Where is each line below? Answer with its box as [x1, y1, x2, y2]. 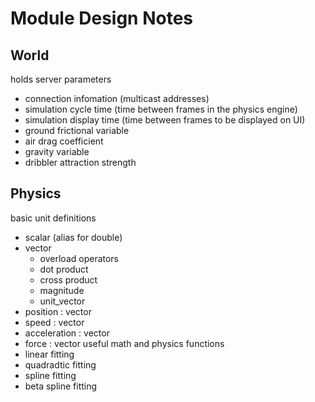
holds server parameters [10, 73, 112, 85]
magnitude [39, 284, 85, 296]
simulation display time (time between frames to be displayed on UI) [24, 114, 306, 126]
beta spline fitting [24, 380, 98, 392]
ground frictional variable [24, 125, 130, 136]
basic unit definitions [10, 212, 97, 224]
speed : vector [24, 316, 85, 328]
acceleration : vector [24, 327, 110, 339]
